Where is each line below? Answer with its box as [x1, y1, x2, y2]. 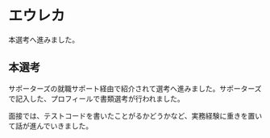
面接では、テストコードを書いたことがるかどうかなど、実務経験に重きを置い [8, 111, 263, 120]
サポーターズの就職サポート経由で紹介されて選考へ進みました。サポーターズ [8, 83, 262, 93]
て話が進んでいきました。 [8, 121, 93, 131]
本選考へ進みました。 [8, 35, 79, 44]
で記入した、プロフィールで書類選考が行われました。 [8, 94, 185, 103]
